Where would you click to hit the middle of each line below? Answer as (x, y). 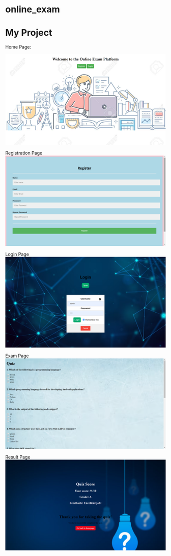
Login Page (17, 254)
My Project (29, 33)
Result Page (18, 457)
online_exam (33, 9)
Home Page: (18, 47)
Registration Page (24, 153)
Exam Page (17, 356)
